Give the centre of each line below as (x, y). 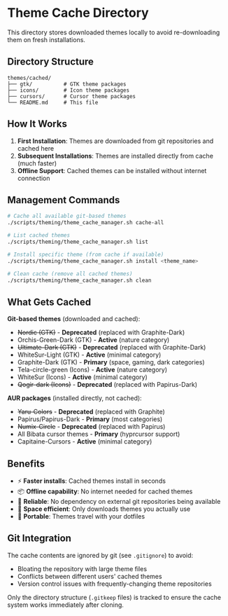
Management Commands (64, 200)
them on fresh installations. (47, 39)
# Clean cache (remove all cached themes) (70, 274)
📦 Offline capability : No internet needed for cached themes (105, 491)
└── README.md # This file (53, 102)
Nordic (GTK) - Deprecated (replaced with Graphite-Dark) (101, 333)
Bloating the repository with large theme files (82, 568)
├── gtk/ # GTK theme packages (67, 84)
